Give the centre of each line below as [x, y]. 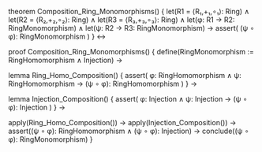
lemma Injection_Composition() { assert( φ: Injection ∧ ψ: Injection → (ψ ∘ [128, 99]
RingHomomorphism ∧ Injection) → [65, 60]
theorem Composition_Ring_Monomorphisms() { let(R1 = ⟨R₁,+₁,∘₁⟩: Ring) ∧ [129, 11]
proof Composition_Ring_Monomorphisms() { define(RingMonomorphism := [131, 52]
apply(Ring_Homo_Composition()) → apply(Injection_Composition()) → [122, 122]
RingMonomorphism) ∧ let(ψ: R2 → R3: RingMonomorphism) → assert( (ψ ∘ [131, 28]
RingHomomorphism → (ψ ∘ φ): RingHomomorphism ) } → [103, 83]
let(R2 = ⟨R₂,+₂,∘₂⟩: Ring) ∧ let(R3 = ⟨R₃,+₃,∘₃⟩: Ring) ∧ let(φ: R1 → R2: [122, 20]
